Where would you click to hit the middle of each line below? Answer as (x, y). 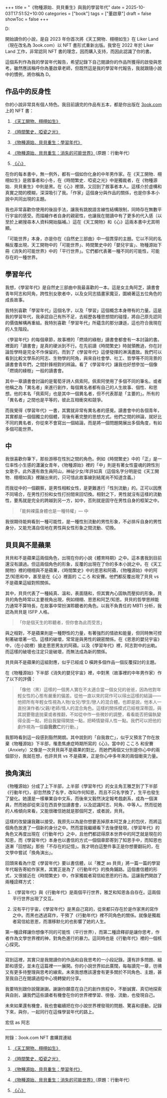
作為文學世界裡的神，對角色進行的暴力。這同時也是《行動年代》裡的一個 (83, 939)
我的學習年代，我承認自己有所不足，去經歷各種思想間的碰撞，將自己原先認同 (83, 316)
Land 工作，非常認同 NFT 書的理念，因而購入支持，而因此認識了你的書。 (80, 51)
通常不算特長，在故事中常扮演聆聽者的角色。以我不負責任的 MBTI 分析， (83, 606)
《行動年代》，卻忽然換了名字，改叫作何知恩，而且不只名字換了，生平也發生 (83, 792)
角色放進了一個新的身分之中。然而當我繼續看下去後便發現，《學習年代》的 (84, 828)
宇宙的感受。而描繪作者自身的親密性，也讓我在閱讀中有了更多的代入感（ (83, 216)
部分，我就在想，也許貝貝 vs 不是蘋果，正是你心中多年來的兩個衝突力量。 (85, 756)
